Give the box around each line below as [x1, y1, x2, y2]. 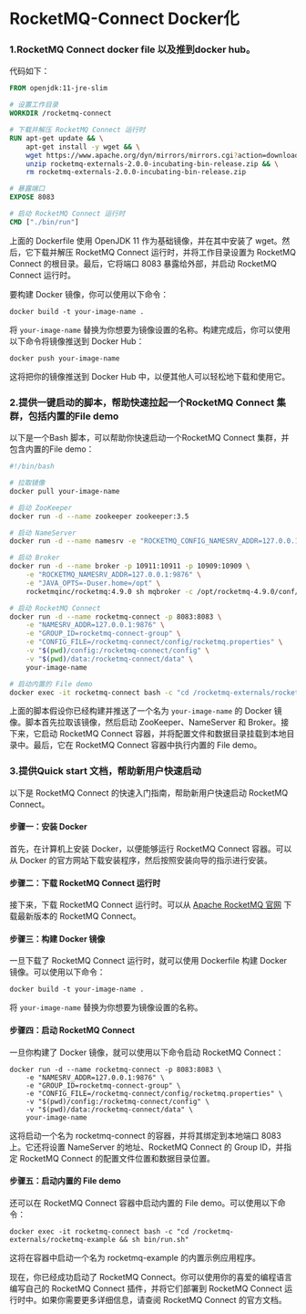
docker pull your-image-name [9, 486, 120, 495]
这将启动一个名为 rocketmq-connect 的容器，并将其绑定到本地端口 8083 [9, 1130, 282, 1141]
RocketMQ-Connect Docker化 [9, 8, 240, 29]
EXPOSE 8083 [9, 193, 55, 202]
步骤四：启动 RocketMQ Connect [9, 1024, 135, 1036]
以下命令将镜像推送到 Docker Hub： [9, 335, 145, 347]
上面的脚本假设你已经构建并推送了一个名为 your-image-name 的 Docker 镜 [9, 705, 282, 716]
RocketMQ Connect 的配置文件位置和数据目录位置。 [19, 1152, 216, 1163]
